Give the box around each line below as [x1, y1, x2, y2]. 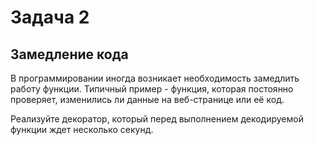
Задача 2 [10, 6, 90, 29]
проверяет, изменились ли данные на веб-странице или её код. [10, 94, 285, 105]
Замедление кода [10, 46, 129, 63]
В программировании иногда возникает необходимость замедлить [10, 72, 300, 84]
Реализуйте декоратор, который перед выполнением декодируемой [10, 113, 304, 125]
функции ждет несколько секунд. [10, 124, 154, 135]
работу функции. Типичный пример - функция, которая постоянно [10, 83, 294, 95]
